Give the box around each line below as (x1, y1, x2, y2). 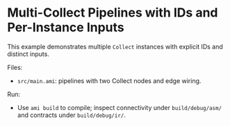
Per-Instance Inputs (7, 19, 125, 35)
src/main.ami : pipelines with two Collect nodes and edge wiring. (17, 76, 202, 84)
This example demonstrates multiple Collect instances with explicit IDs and (7, 42, 224, 51)
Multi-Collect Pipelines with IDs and (7, 5, 218, 21)
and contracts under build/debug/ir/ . (17, 111, 126, 119)
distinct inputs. (7, 50, 50, 58)
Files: (7, 63, 23, 71)
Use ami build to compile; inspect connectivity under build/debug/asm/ (17, 103, 222, 111)
